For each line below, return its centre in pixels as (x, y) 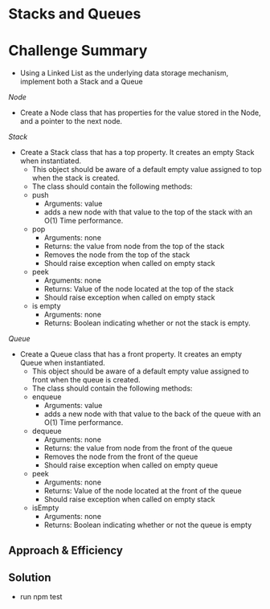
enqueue (47, 397)
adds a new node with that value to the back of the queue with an (152, 414)
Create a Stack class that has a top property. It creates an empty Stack (137, 153)
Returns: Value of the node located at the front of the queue (143, 491)
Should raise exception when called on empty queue (131, 465)
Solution (30, 577)
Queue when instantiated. (63, 363)
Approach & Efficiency (65, 550)
